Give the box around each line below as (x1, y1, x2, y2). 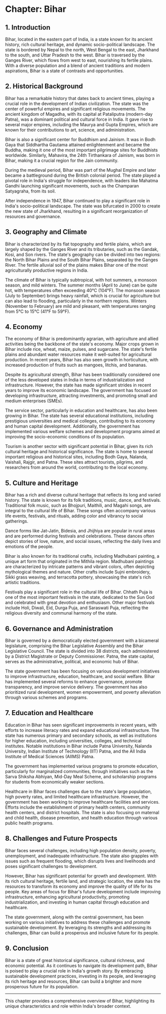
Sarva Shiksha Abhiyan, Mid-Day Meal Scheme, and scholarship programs (5, 773, 157, 779)
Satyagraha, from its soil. (5, 188, 56, 194)
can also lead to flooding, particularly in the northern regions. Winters (5, 298, 147, 304)
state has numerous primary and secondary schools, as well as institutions (5, 732, 157, 738)
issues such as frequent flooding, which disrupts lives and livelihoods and (5, 858, 156, 864)
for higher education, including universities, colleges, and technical (5, 737, 142, 743)
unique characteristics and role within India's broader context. (5, 1003, 131, 1009)
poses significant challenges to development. (5, 863, 98, 869)
